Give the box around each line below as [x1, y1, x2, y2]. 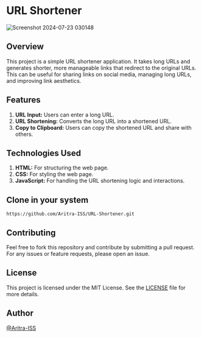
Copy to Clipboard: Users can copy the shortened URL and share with [15, 124, 192, 131]
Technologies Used [6, 147, 81, 158]
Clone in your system [6, 194, 89, 205]
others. [15, 130, 33, 138]
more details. [6, 290, 40, 297]
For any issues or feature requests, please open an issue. [6, 250, 150, 257]
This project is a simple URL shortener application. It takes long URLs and [6, 57, 190, 65]
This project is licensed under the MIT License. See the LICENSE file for [6, 284, 186, 291]
